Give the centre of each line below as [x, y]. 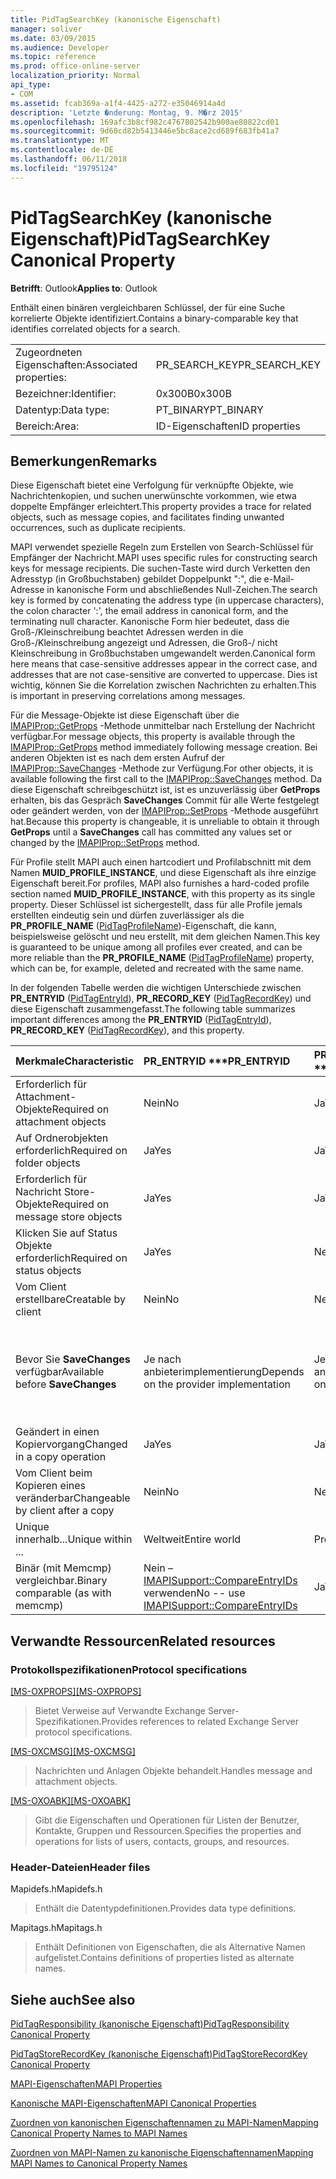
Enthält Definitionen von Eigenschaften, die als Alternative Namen [170, 1947]
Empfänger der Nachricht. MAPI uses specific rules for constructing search [164, 558]
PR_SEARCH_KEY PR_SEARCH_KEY [238, 364]
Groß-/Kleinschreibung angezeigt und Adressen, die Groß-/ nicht [144, 643]
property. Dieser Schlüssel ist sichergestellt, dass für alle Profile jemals [156, 905]
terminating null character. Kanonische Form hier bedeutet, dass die [150, 622]
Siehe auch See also [73, 1999]
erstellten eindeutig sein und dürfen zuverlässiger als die [127, 915]
